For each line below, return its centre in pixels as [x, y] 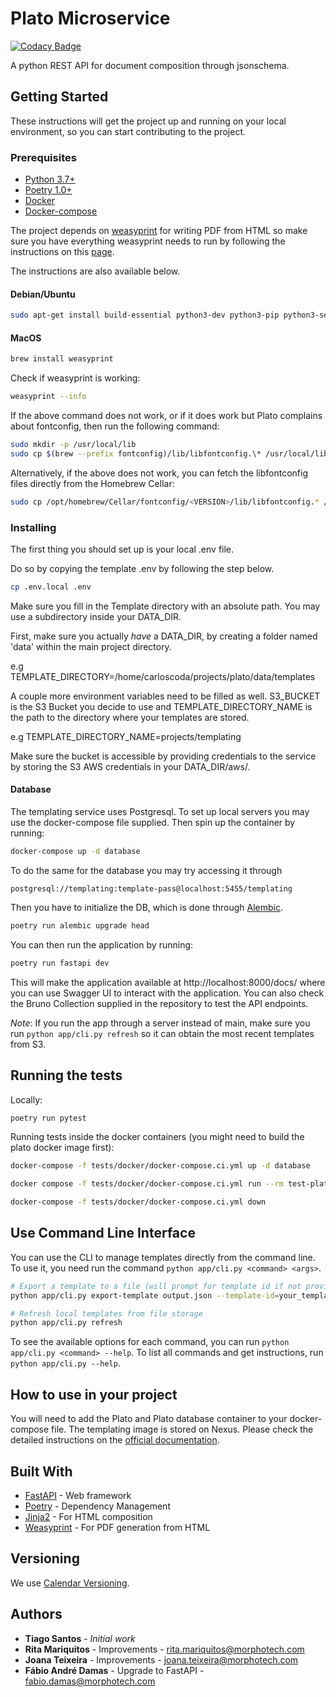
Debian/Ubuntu [43, 294]
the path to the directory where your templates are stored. [130, 717]
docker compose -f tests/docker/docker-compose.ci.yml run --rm [147, 1184]
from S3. [28, 1044]
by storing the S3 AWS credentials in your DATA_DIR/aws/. [130, 766]
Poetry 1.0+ [48, 190]
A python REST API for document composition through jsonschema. [150, 65]
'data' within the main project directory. [91, 646]
